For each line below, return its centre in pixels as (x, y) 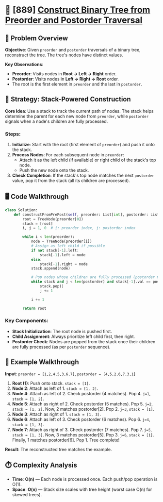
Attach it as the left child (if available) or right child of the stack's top (88, 160)
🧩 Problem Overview (36, 38)
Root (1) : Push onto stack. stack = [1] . (51, 383)
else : (36, 259)
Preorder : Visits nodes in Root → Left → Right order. (64, 74)
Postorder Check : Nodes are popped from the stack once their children (84, 341)
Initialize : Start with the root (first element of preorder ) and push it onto (83, 145)
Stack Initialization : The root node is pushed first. (62, 331)
